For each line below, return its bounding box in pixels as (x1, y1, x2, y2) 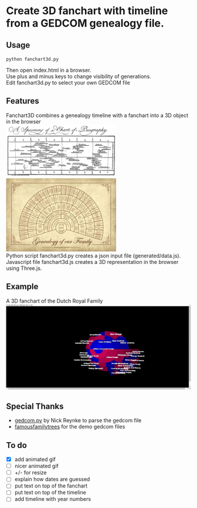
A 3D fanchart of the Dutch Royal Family (6, 297, 103, 304)
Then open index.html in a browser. (6, 66, 91, 73)
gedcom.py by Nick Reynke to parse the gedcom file (14, 417, 142, 424)
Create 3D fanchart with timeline (6, 4, 168, 18)
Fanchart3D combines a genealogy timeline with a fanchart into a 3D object (6, 112, 189, 119)
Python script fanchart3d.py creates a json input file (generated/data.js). (6, 252, 181, 259)
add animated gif (14, 456, 56, 463)
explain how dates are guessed (14, 476, 90, 483)
